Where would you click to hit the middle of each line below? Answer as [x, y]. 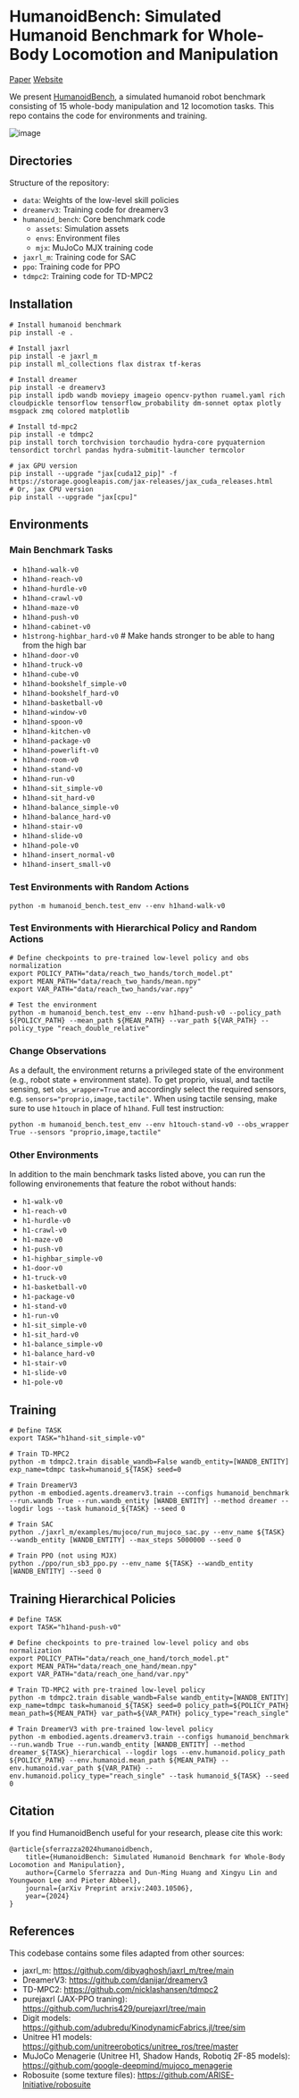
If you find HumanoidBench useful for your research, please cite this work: [146, 1832]
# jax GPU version [43, 466]
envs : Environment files [78, 238]
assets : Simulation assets [82, 228]
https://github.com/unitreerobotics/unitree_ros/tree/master [130, 2046]
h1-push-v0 [42, 1250]
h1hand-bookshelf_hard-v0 [70, 694]
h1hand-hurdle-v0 [54, 589]
